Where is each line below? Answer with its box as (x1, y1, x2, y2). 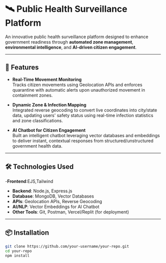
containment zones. (12, 92, 53, 98)
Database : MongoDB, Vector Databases (12, 193, 94, 199)
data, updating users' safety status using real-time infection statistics (12, 112, 154, 118)
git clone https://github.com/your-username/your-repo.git (5, 244, 129, 249)
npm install (5, 253, 30, 259)
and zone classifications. (12, 117, 63, 123)
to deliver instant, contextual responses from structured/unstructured (12, 138, 154, 144)
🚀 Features (5, 63, 39, 72)
